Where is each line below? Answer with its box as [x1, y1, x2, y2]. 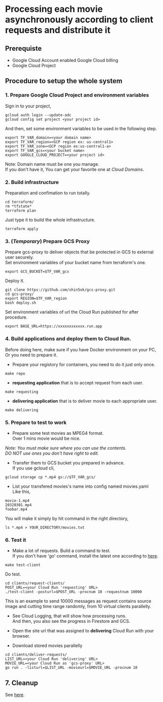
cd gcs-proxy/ [5, 292, 34, 297]
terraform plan [5, 208, 36, 213]
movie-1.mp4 [5, 498, 30, 503]
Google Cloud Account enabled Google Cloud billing [12, 57, 119, 63]
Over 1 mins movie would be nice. [12, 435, 81, 441]
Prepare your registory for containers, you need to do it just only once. [12, 361, 156, 367]
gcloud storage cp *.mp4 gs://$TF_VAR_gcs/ [5, 474, 96, 479]
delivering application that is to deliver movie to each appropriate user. [12, 398, 158, 404]
